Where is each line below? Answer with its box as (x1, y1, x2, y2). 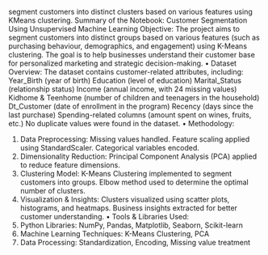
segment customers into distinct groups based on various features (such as (8, 32, 260, 42)
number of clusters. (19, 186, 86, 195)
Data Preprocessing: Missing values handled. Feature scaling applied (19, 134, 250, 144)
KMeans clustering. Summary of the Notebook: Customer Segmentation (8, 15, 248, 25)
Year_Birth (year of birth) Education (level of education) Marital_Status (8, 76, 242, 85)
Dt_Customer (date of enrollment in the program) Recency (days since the (8, 101, 254, 111)
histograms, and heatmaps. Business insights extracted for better (19, 203, 238, 213)
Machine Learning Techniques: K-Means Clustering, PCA (19, 229, 210, 238)
